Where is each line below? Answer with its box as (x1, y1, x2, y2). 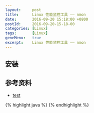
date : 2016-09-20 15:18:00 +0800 (5, 17, 88, 22)
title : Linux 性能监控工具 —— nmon (5, 12, 86, 17)
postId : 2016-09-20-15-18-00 (5, 21, 75, 27)
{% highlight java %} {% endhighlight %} (5, 101, 89, 108)
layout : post (5, 7, 41, 13)
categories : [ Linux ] (5, 26, 48, 31)
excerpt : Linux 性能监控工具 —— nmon (5, 40, 86, 45)
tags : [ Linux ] (5, 31, 48, 36)
